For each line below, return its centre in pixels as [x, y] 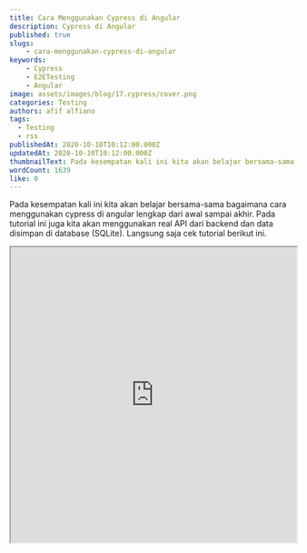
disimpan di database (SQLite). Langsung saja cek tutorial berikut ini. [138, 234]
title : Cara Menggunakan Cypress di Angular [95, 18]
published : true [40, 35]
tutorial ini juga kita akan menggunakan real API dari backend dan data [142, 224]
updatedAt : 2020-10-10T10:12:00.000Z [81, 153]
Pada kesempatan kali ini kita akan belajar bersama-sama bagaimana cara [148, 205]
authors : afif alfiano [52, 111]
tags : [20, 119]
